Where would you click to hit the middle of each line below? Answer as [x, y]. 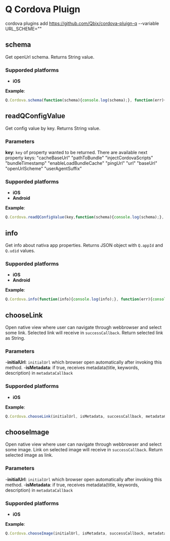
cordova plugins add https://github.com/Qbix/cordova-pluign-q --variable [82, 23]
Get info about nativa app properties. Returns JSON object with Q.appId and [84, 245]
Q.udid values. [20, 251]
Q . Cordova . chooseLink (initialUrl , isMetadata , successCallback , [74, 416]
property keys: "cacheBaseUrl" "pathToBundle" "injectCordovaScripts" [79, 158]
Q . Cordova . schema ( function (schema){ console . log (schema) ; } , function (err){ [86, 100]
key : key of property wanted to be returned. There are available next [76, 153]
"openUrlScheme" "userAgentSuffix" [44, 169]
